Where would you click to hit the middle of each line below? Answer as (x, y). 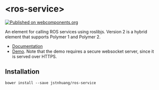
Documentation (27, 46)
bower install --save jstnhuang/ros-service (51, 83)
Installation (22, 72)
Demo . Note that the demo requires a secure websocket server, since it (83, 51)
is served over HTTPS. (34, 56)
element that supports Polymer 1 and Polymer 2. (53, 37)
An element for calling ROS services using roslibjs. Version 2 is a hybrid (76, 31)
